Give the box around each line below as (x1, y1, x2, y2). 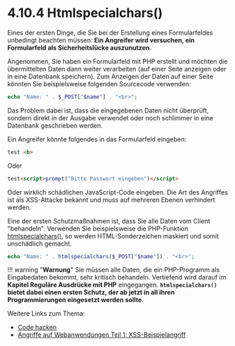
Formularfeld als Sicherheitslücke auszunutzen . (7, 43, 152, 52)
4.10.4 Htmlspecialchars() (7, 5, 163, 21)
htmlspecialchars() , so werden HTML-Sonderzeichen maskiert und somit (7, 231, 219, 240)
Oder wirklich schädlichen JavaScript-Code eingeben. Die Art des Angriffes (7, 188, 229, 196)
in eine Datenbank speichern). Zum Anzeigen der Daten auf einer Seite (7, 72, 214, 81)
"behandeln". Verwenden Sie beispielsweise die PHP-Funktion (7, 224, 189, 233)
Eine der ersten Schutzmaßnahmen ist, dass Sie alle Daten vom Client (7, 217, 211, 225)
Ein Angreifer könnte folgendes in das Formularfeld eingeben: (7, 134, 187, 143)
